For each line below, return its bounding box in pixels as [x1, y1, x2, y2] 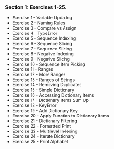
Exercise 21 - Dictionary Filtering [12, 118, 77, 124]
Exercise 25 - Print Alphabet [12, 139, 69, 145]
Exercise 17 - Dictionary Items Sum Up [12, 98, 89, 103]
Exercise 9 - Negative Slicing [12, 56, 70, 62]
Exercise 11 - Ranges [12, 66, 53, 72]
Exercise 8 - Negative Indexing [12, 51, 74, 57]
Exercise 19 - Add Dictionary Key [12, 108, 78, 114]
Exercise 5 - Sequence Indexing [12, 35, 76, 41]
